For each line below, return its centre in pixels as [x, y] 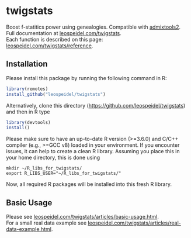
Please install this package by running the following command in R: [86, 78]
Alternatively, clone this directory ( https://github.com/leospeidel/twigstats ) [96, 105]
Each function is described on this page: [55, 39]
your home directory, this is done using [53, 158]
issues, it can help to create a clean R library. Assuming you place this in [93, 151]
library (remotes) [27, 89]
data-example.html [29, 229]
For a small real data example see [46, 223]
